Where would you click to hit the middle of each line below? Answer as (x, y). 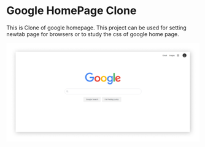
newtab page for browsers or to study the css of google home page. (93, 34)
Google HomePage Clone (72, 11)
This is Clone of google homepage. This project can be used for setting (97, 28)
